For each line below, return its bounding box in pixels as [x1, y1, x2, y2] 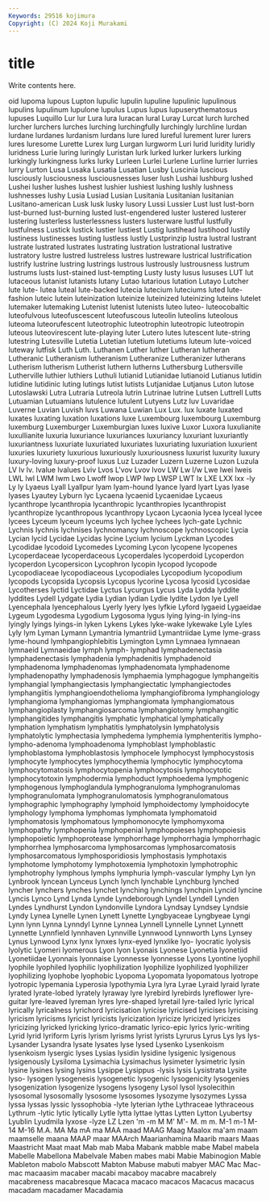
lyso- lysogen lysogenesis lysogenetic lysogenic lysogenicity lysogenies [8, 1074, 250, 1084]
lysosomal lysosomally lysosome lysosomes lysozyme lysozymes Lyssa [8, 1091, 247, 1101]
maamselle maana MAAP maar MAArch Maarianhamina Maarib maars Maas [8, 1134, 260, 1144]
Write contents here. [8, 81, 77, 90]
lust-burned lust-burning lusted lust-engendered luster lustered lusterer [8, 207, 247, 218]
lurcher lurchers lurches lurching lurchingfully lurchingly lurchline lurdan [8, 122, 247, 132]
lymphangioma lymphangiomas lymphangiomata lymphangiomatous [8, 697, 235, 706]
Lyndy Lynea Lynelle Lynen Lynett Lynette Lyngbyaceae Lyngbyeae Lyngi [8, 911, 251, 921]
